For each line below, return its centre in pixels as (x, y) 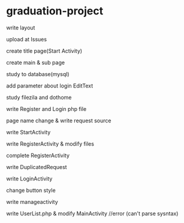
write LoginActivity (29, 179)
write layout (21, 28)
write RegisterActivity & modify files (50, 144)
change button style (31, 190)
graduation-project (55, 11)
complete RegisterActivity (38, 155)
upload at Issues (26, 39)
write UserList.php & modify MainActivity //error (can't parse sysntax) (92, 213)
